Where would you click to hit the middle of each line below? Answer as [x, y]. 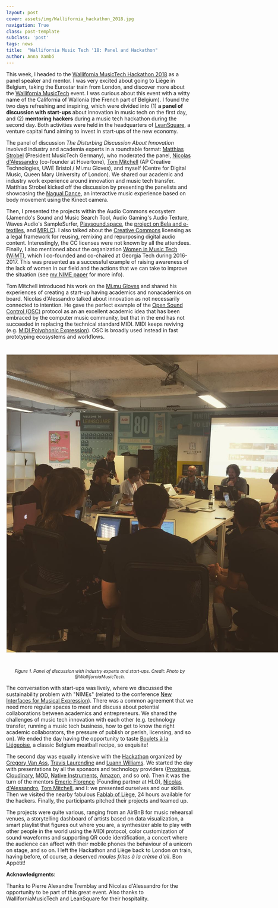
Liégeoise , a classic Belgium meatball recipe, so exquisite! [77, 745]
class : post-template [33, 32]
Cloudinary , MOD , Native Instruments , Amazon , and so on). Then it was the [98, 775]
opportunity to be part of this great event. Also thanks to [75, 892]
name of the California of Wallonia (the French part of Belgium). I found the [97, 99]
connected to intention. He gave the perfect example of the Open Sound [94, 305]
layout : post [22, 13]
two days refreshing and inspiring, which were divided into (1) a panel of [94, 106]
